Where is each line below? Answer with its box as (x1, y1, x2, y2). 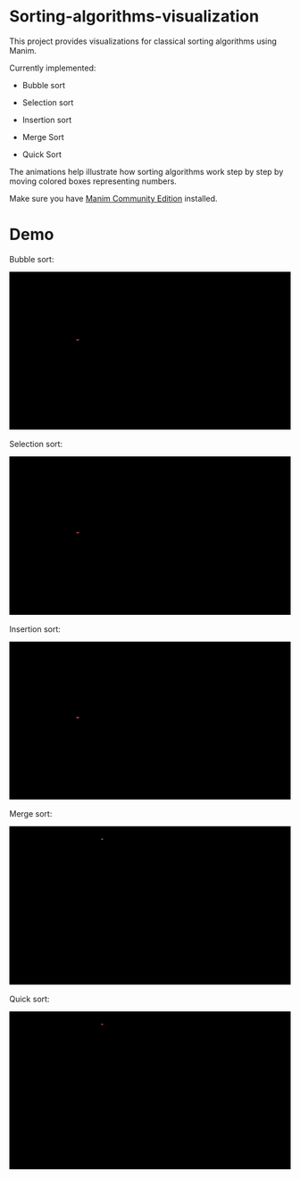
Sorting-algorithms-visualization (9, 6, 260, 27)
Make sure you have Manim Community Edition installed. (9, 193, 218, 203)
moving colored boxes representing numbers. (9, 176, 177, 187)
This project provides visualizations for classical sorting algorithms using (9, 36, 277, 46)
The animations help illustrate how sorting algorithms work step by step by (9, 166, 284, 177)
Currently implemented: (9, 62, 96, 73)
